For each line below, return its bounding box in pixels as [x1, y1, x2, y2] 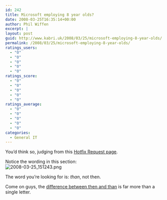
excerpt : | [5, 26, 28, 31]
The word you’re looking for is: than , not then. [5, 174, 101, 180]
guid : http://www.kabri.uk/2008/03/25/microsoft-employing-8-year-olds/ [5, 36, 162, 41]
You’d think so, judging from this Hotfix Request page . [5, 149, 118, 155]
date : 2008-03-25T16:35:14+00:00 [5, 17, 76, 22]
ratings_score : [5, 74, 38, 79]
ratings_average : [5, 102, 42, 107]
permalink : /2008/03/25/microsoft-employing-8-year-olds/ [5, 41, 130, 46]
